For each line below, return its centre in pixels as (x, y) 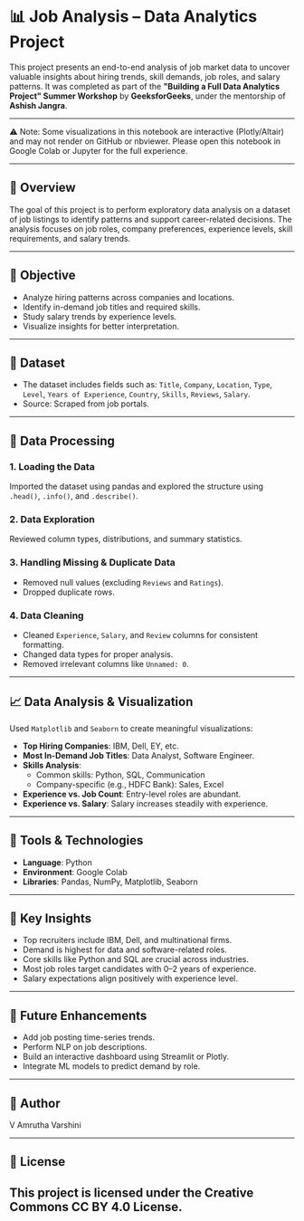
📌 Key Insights (51, 918)
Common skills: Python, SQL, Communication (120, 775)
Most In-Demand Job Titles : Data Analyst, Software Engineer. (138, 755)
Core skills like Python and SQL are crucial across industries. (136, 959)
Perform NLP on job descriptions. (85, 1047)
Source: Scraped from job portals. (85, 404)
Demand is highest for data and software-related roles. (125, 949)
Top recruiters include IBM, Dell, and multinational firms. (127, 940)
